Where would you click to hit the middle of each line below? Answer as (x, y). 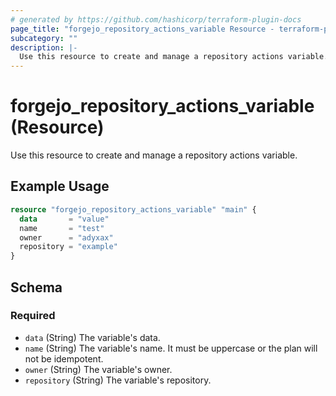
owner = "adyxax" (66, 237)
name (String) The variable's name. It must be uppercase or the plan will (171, 348)
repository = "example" (68, 247)
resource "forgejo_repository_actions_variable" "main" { (133, 209)
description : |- (44, 47)
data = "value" (64, 219)
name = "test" (62, 228)
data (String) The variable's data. (92, 337)
